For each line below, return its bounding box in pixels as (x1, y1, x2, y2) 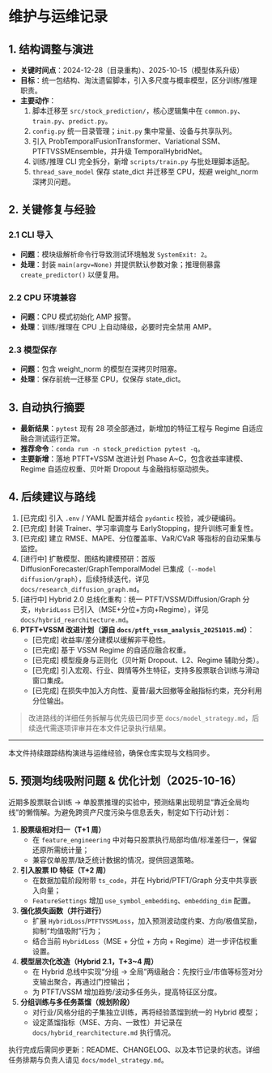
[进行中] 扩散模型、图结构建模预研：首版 (19, 554, 155, 563)
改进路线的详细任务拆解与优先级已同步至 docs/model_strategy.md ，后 (28, 713, 260, 722)
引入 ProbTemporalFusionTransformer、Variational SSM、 (32, 136, 225, 146)
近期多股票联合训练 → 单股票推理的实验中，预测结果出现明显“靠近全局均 (8, 797, 249, 807)
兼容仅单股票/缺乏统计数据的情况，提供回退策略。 (32, 855, 198, 864)
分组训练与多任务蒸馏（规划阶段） (19, 997, 134, 1006)
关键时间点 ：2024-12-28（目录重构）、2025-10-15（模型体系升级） (19, 66, 244, 75)
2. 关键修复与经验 (8, 203, 96, 217)
